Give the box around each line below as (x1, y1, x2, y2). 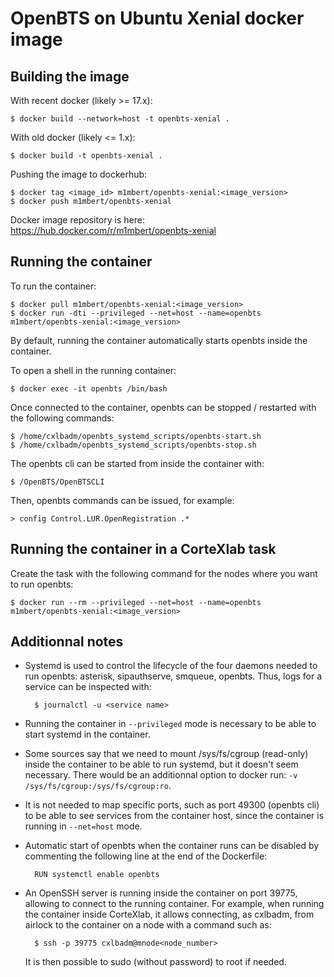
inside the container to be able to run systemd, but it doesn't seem (24, 758, 299, 771)
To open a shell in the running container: (10, 364, 177, 376)
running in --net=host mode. (24, 820, 143, 832)
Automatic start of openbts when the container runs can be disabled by (24, 840, 320, 852)
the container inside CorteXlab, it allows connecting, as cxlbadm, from (24, 908, 315, 921)
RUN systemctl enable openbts (34, 870, 160, 880)
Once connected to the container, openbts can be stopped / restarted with (10, 401, 317, 413)
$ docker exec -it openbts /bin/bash (10, 383, 168, 394)
